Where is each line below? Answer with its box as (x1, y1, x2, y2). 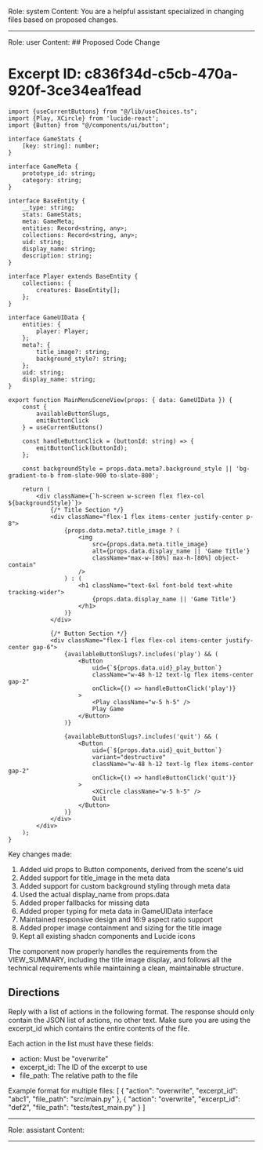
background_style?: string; (36, 355, 128, 363)
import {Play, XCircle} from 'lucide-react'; (8, 114, 159, 122)
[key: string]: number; (22, 141, 100, 150)
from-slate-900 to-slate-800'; (57, 471, 159, 480)
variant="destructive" (92, 753, 167, 761)
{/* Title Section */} (49, 506, 124, 513)
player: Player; (36, 327, 89, 335)
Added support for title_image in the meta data (19, 873, 171, 882)
